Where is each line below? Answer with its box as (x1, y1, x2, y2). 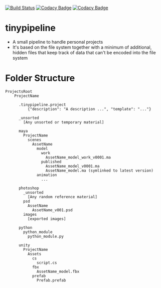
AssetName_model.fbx (37, 269, 80, 274)
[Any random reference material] (27, 194, 98, 199)
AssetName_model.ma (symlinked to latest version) (45, 168, 154, 173)
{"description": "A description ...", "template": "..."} (27, 106, 151, 111)
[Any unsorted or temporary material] (23, 119, 104, 125)
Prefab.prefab (37, 277, 66, 283)
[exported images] (27, 216, 66, 221)
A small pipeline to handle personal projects (12, 39, 103, 45)
